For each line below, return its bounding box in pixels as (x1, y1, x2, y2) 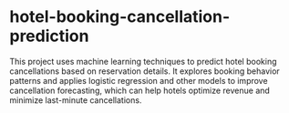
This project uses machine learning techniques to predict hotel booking (9, 56, 277, 67)
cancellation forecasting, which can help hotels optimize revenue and (9, 85, 271, 96)
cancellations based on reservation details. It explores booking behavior (9, 66, 280, 77)
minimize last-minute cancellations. (9, 94, 142, 106)
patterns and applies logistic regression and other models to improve (9, 75, 268, 86)
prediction (9, 26, 89, 46)
